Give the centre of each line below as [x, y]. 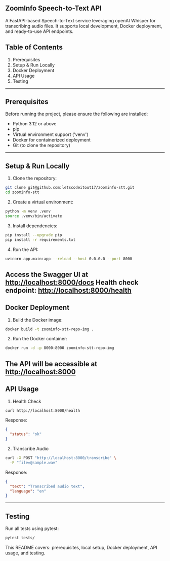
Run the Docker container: [40, 339]
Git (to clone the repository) [41, 145]
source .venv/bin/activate [34, 216]
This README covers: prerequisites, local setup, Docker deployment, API [81, 547]
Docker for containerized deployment [52, 140]
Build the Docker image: [38, 320]
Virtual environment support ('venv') [50, 134]
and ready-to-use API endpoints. [39, 31]
